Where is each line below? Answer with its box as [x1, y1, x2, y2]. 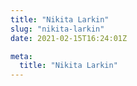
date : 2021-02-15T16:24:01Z [10, 33, 128, 43]
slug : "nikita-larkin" [10, 24, 105, 34]
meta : [10, 51, 33, 61]
